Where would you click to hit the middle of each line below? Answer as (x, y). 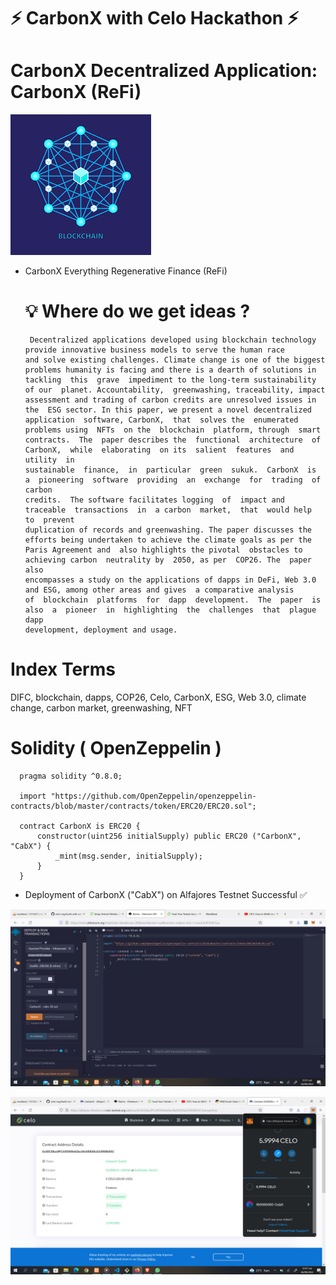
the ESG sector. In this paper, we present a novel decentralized (168, 410)
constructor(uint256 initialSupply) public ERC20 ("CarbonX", (169, 836)
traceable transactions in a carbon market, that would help (168, 510)
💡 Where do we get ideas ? (137, 311)
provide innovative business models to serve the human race (155, 350)
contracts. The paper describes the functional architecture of (173, 440)
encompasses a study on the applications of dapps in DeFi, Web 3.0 (170, 580)
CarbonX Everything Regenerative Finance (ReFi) (126, 271)
